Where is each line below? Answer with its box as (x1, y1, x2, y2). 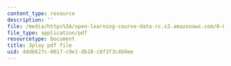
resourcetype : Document (7, 36, 76, 43)
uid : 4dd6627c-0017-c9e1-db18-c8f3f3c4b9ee (7, 49, 134, 56)
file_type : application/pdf (7, 29, 88, 36)
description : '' (7, 16, 54, 23)
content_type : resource (7, 10, 76, 17)
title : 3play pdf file (7, 42, 72, 49)
